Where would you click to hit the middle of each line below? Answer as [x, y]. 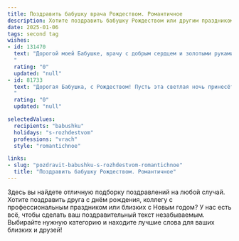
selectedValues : [31, 119]
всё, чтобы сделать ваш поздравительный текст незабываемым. [106, 215]
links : [17, 159]
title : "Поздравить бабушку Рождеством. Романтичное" [95, 172]
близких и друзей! [35, 230]
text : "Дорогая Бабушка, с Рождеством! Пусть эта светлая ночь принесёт [124, 87]
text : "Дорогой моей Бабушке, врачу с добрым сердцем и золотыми [113, 54]
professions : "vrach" [46, 139]
